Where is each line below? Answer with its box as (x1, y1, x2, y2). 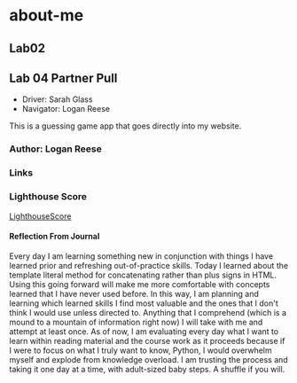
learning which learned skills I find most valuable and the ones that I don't (9, 298, 278, 309)
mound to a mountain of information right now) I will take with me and (9, 317, 263, 327)
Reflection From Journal (9, 231, 100, 242)
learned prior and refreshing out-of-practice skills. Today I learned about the (9, 260, 289, 270)
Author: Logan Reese (9, 143, 102, 155)
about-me (9, 5, 84, 26)
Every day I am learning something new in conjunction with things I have (9, 250, 273, 262)
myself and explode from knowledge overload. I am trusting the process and (9, 354, 288, 364)
